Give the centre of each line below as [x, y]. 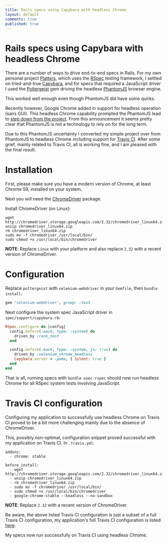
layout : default [22, 14]
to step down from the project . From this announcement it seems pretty [79, 119]
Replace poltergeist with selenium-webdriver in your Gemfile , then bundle [81, 288]
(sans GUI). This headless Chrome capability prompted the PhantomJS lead [83, 113]
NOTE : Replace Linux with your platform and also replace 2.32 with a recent [83, 249]
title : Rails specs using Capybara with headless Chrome [66, 10]
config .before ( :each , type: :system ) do [52, 331]
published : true [22, 24]
